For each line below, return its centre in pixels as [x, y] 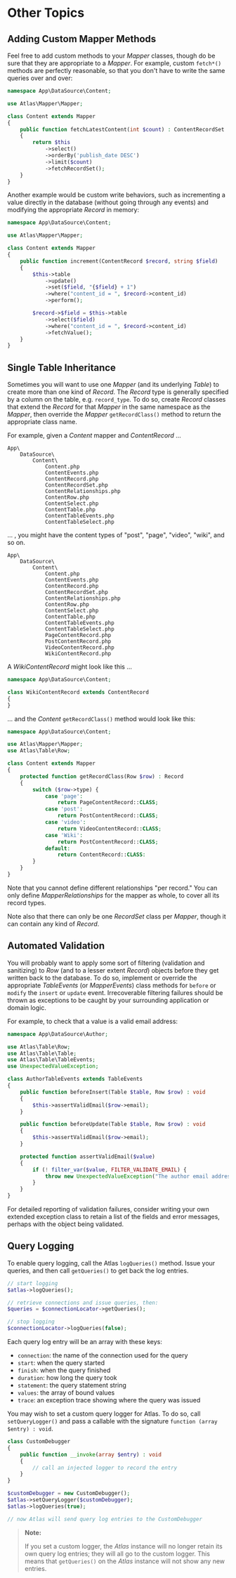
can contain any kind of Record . [53, 923]
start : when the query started [61, 1363]
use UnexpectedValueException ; [53, 1066]
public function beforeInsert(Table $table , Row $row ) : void [113, 1092]
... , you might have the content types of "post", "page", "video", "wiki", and [116, 535]
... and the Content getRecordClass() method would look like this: [101, 718]
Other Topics [46, 13]
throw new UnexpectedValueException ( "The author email [127, 1176]
